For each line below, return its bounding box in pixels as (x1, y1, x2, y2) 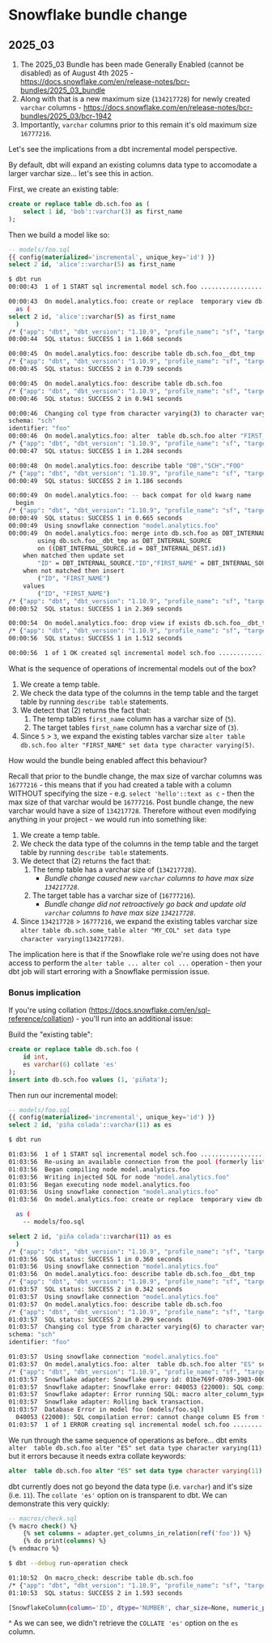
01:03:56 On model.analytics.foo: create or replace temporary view (8, 1196, 252, 1204)
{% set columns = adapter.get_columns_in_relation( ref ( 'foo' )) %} (23, 1529, 252, 1537)
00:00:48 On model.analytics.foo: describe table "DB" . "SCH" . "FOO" (8, 461, 244, 470)
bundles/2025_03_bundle (19, 85, 106, 95)
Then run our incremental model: (8, 1090, 118, 1100)
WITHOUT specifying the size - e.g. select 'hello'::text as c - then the (8, 788, 255, 798)
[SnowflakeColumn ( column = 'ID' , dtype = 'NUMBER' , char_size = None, (8, 1603, 230, 1612)
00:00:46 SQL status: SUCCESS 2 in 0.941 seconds (8, 395, 183, 403)
